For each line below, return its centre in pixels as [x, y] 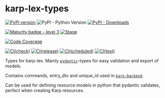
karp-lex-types [37, 9]
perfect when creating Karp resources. [45, 90]
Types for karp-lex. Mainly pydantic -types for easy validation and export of [82, 60]
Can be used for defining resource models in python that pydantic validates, [83, 85]
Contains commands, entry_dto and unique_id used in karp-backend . [74, 75]
